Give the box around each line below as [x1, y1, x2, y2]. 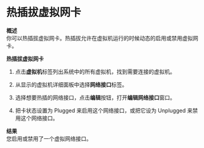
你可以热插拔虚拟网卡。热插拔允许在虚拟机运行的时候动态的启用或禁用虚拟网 [6, 34, 199, 41]
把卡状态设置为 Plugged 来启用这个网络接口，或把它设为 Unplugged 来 [15, 107, 193, 114]
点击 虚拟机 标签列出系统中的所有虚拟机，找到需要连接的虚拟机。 [15, 68, 175, 75]
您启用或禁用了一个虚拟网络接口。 [6, 135, 92, 142]
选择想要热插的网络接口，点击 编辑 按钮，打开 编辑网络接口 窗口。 [15, 94, 175, 101]
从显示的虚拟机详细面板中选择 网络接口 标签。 [15, 80, 128, 88]
